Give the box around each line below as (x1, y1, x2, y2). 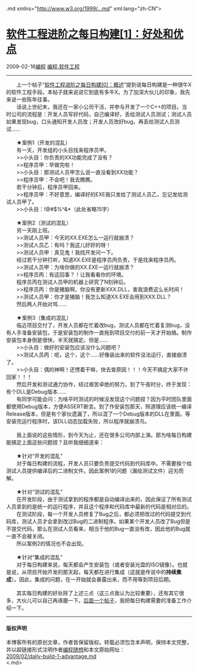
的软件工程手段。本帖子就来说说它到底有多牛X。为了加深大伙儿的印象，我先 (6, 88, 190, 95)
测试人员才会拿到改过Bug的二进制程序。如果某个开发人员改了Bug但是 (21, 517, 191, 525)
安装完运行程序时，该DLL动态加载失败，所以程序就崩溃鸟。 (6, 417, 150, 424)
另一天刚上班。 (16, 226, 53, 234)
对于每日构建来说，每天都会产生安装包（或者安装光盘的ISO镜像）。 (16, 561, 178, 568)
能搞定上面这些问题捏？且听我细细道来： (6, 439, 104, 446)
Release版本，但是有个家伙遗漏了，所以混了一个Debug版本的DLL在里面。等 (6, 410, 190, 417)
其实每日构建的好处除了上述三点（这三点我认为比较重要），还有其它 (16, 589, 179, 597)
